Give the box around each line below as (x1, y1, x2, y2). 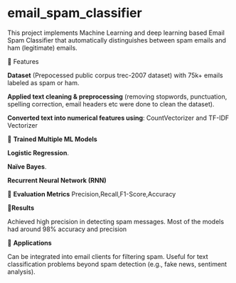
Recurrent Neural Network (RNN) (7, 176, 107, 184)
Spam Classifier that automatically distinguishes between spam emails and (7, 35, 226, 44)
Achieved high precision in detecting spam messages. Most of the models (7, 217, 225, 226)
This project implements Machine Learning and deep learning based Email (7, 28, 225, 37)
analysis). (7, 267, 36, 276)
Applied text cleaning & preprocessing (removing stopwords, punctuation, (7, 92, 227, 101)
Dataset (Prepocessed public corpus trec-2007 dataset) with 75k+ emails (7, 71, 223, 79)
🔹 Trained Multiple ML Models (7, 135, 97, 143)
